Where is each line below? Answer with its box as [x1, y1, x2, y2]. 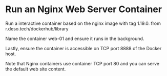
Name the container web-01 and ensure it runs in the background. [5, 35, 144, 42]
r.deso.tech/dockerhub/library [5, 25, 69, 31]
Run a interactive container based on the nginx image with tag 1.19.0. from [5, 20, 161, 26]
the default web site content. [5, 66, 66, 72]
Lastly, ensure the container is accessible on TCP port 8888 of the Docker [5, 45, 162, 51]
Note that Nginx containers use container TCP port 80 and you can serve [5, 60, 160, 66]
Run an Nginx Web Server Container [5, 4, 162, 15]
